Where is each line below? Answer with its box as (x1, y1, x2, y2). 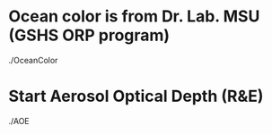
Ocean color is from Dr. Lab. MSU (8, 6, 260, 27)
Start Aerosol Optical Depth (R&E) (8, 87, 264, 106)
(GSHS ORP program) (8, 25, 171, 46)
